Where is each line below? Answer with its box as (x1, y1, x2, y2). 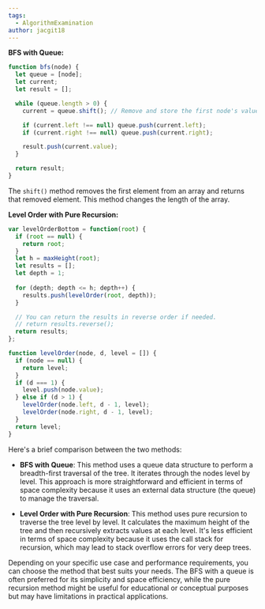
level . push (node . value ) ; (22, 386, 104, 394)
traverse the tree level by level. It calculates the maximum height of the (19, 517, 250, 527)
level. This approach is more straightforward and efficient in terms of (19, 476, 243, 486)
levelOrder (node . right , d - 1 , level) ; (22, 408, 154, 416)
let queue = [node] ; (15, 70, 83, 79)
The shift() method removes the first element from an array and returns (8, 186, 244, 195)
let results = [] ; (15, 262, 77, 270)
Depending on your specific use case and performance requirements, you (8, 558, 248, 567)
